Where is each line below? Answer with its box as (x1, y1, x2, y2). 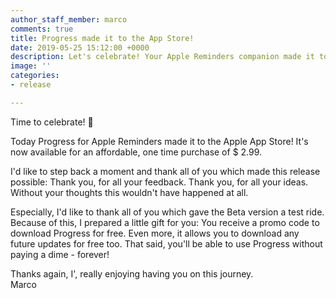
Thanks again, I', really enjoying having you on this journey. (10, 267, 254, 280)
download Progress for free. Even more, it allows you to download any (10, 227, 300, 239)
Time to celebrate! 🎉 (10, 116, 94, 128)
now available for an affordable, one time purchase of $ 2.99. (10, 146, 263, 158)
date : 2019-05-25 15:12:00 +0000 (10, 42, 150, 53)
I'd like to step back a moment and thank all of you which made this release (10, 165, 321, 177)
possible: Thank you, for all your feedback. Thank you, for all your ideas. (10, 176, 309, 188)
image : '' (10, 61, 52, 71)
